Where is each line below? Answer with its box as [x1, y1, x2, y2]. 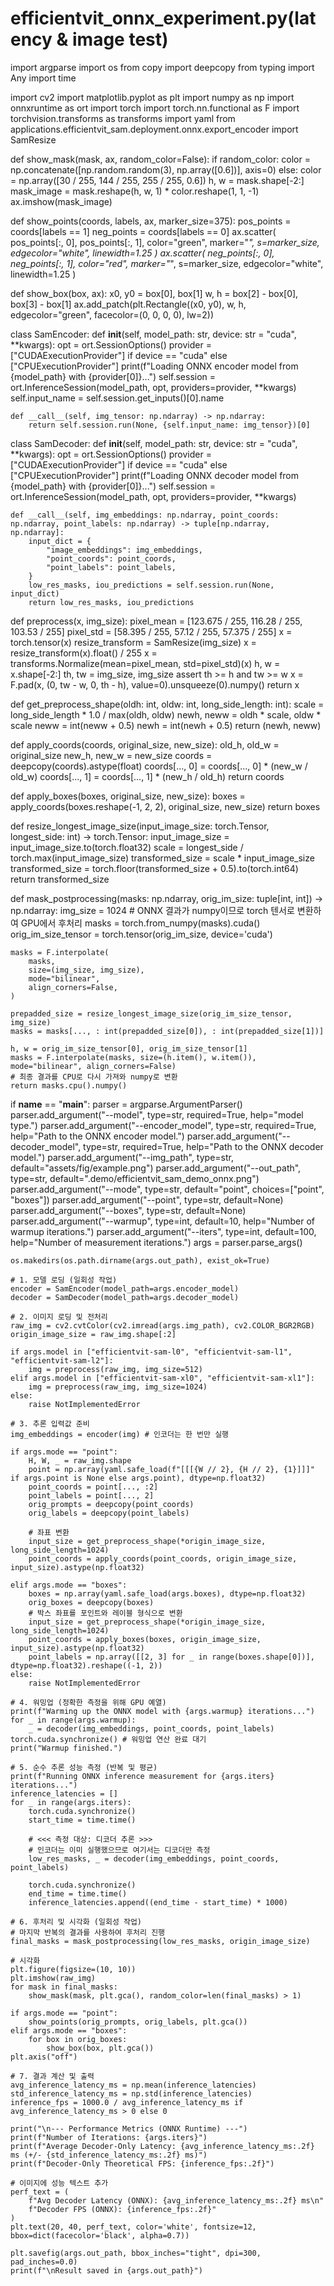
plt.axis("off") [10, 2052, 78, 2062]
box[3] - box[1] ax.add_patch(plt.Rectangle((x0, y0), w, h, [10, 298, 247, 310]
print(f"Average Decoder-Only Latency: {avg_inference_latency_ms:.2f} [10, 2141, 315, 2151]
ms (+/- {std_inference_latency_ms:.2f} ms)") [10, 2150, 208, 2160]
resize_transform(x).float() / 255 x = [10, 647, 158, 659]
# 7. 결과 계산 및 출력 [10, 2071, 95, 2081]
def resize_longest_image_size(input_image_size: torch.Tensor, [10, 820, 270, 832]
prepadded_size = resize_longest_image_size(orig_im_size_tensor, [10, 1008, 293, 1019]
